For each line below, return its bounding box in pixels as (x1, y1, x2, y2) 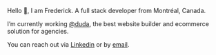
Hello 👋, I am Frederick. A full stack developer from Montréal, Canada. (7, 7, 206, 14)
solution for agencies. (7, 27, 69, 35)
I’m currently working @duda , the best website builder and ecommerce (7, 20, 209, 27)
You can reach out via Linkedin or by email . (7, 41, 130, 48)
